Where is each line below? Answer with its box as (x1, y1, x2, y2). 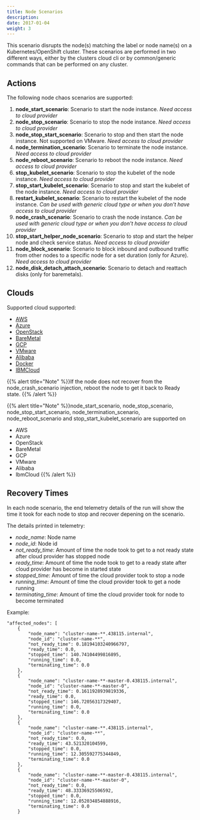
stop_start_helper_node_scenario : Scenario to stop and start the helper (15, 232, 193, 240)
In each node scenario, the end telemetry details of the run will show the (7, 504, 185, 511)
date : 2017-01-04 (7, 20, 50, 26)
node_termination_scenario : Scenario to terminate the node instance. (15, 144, 188, 151)
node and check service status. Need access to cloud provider (15, 239, 170, 246)
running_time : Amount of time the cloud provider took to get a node (15, 578, 181, 585)
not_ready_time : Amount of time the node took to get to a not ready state (15, 546, 194, 553)
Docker (15, 360, 34, 367)
